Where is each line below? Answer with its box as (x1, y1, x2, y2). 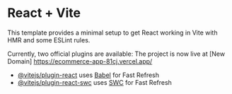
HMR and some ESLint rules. (7, 35, 91, 44)
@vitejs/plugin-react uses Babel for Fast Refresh (17, 71, 160, 79)
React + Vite (7, 5, 81, 21)
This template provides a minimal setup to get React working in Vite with (7, 28, 218, 37)
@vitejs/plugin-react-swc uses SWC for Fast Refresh (17, 78, 172, 86)
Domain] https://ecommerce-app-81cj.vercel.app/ (7, 57, 153, 65)
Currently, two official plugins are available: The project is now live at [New (7, 49, 225, 58)
